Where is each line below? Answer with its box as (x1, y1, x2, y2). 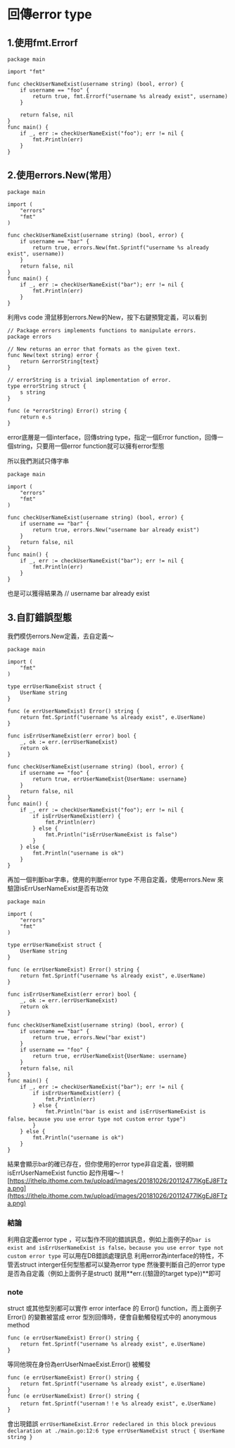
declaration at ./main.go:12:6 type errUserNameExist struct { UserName (7, 1428, 225, 1435)
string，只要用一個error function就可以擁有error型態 (13, 442, 165, 450)
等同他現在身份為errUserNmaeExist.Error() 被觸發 (7, 1360, 151, 1369)
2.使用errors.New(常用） (7, 169, 118, 181)
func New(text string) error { (7, 351, 99, 358)
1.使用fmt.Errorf (7, 37, 78, 49)
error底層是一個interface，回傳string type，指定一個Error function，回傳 (7, 433, 218, 441)
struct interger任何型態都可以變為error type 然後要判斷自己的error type (19, 1260, 225, 1269)
